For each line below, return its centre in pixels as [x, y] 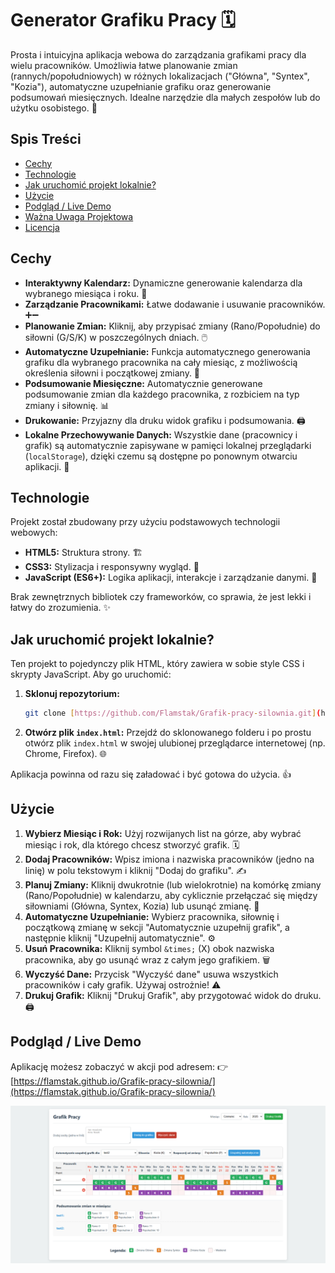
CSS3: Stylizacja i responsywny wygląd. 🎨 [112, 567]
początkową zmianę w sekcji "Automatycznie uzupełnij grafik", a [157, 927]
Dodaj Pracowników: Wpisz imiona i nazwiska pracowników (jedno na [169, 859]
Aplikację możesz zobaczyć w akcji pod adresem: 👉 [119, 1066]
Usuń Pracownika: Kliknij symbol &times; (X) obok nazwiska [149, 948]
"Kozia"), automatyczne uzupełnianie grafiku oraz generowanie [141, 86]
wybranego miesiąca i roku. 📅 [86, 293]
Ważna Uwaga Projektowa [79, 216]
